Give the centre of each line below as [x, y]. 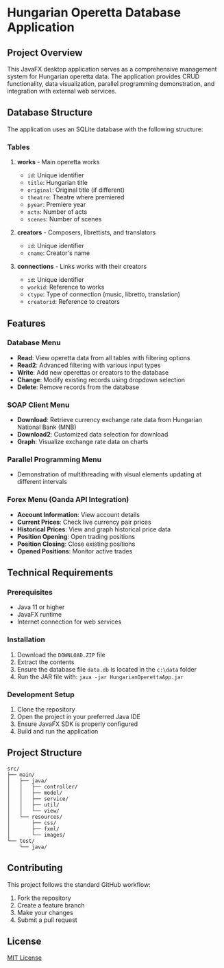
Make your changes [45, 912]
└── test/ [21, 841]
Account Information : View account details [78, 514]
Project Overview [45, 53]
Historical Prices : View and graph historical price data [94, 529]
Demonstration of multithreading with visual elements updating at [109, 474]
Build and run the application [58, 731]
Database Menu [34, 343]
